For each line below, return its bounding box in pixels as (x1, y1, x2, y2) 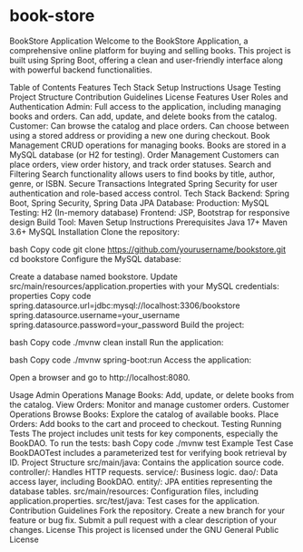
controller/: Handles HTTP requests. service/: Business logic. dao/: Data (9, 466, 279, 477)
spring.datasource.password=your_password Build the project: (9, 319, 245, 330)
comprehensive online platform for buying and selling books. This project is (9, 44, 292, 55)
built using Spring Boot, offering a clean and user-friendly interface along (9, 54, 284, 65)
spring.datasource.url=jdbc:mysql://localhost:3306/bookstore (9, 300, 240, 311)
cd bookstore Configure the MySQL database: (9, 253, 181, 264)
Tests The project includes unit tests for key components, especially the (9, 428, 279, 439)
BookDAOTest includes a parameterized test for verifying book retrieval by (9, 447, 288, 458)
